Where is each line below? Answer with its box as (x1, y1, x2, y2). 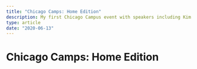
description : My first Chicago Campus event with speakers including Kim (6, 14, 192, 20)
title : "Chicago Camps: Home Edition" (6, 8, 101, 15)
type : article (6, 19, 41, 25)
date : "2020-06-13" (6, 25, 54, 31)
